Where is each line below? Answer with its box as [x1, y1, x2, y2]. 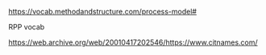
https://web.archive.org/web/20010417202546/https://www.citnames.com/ [8, 37, 258, 47]
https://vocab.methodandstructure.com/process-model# [8, 7, 197, 16]
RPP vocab [8, 22, 45, 31]
